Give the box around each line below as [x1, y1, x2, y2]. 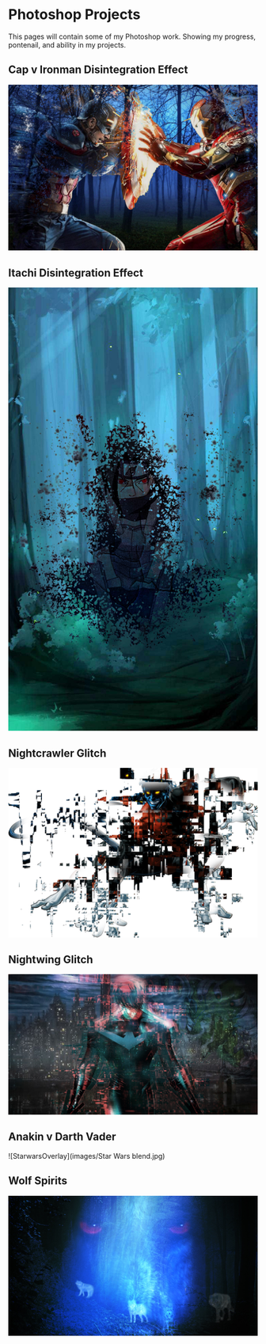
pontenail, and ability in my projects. [8, 40, 127, 49]
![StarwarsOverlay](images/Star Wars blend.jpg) [8, 1151, 165, 1160]
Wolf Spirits [8, 1174, 67, 1188]
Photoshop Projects [8, 6, 141, 24]
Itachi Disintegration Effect [8, 266, 144, 279]
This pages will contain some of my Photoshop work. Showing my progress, [8, 32, 256, 41]
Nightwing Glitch [8, 953, 93, 966]
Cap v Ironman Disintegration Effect [8, 63, 188, 77]
